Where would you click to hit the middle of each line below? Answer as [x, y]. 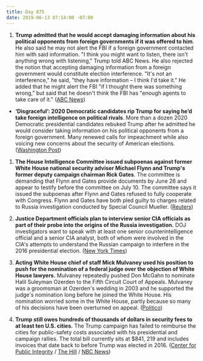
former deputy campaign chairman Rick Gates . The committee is [98, 174]
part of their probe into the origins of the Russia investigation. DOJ [101, 224]
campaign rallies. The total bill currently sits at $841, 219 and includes [102, 339]
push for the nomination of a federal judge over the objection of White [105, 269]
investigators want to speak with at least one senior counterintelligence [104, 231]
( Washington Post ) [38, 150]
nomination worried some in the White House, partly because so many [103, 301]
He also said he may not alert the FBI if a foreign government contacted [104, 48]
